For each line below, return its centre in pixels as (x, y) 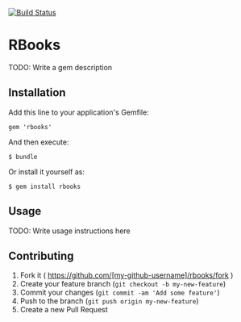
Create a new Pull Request (64, 310)
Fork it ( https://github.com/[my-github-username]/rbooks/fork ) (127, 275)
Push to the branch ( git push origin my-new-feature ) (109, 301)
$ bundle (23, 157)
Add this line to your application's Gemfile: (79, 112)
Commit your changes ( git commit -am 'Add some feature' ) (120, 293)
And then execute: (39, 142)
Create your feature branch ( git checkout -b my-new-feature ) (123, 284)
